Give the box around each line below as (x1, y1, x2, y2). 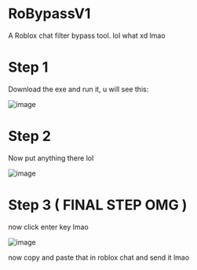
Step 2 (8, 128, 51, 146)
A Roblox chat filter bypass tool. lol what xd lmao (8, 31, 166, 40)
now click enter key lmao (8, 222, 89, 231)
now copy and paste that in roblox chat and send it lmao (8, 253, 190, 262)
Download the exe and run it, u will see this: (8, 84, 149, 94)
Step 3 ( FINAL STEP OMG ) (8, 196, 188, 213)
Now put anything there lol (8, 153, 94, 162)
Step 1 (8, 58, 49, 76)
